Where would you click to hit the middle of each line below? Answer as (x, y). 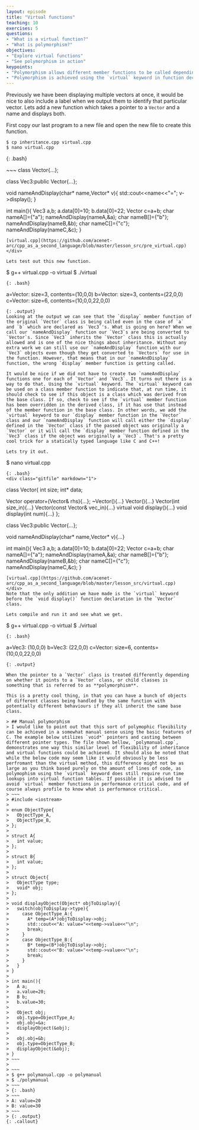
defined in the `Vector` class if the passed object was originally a (95, 426)
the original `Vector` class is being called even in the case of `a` (95, 322)
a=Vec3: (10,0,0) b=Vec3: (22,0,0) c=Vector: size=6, (69, 647)
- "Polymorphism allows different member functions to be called (88, 72)
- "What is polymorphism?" (39, 45)
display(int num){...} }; (33, 514)
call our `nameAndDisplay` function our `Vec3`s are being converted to (98, 332)
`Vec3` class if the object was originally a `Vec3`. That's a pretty (95, 436)
